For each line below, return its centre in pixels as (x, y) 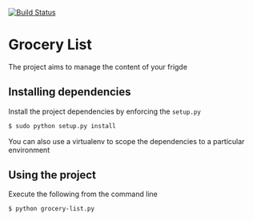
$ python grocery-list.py (51, 209)
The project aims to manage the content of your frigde (98, 66)
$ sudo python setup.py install (62, 126)
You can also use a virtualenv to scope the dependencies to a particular (127, 141)
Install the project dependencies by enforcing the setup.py (105, 111)
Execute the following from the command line (83, 194)
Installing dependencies (70, 92)
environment (29, 150)
